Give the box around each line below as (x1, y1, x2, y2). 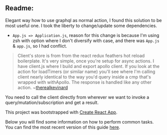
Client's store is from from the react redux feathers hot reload (17, 52, 145, 58)
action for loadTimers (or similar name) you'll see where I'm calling (17, 68, 155, 74)
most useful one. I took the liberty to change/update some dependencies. (5, 22, 157, 28)
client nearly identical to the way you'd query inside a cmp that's (17, 73, 151, 79)
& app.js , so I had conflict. (12, 42, 67, 49)
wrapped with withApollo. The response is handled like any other (17, 79, 152, 85)
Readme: (5, 4, 34, 12)
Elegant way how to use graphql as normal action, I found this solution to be (5, 17, 162, 23)
